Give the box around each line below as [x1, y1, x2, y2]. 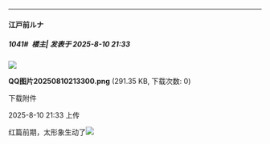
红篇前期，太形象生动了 [8, 127, 86, 137]
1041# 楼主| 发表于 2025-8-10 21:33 [8, 39, 131, 49]
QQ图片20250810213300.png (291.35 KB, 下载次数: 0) [8, 76, 191, 86]
